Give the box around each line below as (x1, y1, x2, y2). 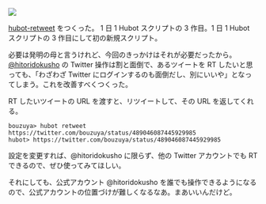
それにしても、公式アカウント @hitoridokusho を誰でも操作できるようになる (8, 178, 257, 187)
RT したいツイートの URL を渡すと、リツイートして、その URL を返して (8, 96, 240, 106)
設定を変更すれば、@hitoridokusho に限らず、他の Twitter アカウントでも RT (8, 151, 258, 160)
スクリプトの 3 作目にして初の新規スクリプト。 (8, 33, 162, 43)
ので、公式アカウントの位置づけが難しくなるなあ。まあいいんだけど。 (8, 187, 237, 197)
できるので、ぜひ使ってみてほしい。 (8, 161, 126, 170)
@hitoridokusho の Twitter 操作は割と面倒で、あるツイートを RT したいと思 (8, 60, 253, 69)
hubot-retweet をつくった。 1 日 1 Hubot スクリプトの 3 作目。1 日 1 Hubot (8, 24, 250, 32)
